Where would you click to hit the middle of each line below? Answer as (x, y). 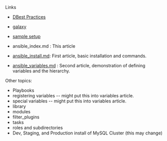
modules (22, 112)
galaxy (19, 27)
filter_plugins (26, 117)
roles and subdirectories (38, 128)
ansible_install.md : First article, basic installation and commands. (79, 56)
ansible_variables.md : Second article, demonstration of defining (79, 65)
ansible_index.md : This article (44, 46)
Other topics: (19, 81)
